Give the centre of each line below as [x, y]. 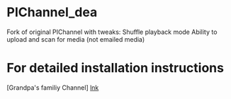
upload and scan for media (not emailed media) [76, 39]
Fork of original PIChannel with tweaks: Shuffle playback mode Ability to [112, 32]
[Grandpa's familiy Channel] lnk [53, 87]
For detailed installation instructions [115, 68]
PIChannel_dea [52, 12]
